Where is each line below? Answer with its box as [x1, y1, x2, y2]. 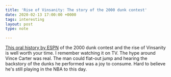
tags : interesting [5, 17, 44, 22]
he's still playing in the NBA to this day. [5, 66, 87, 72]
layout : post [5, 21, 33, 27]
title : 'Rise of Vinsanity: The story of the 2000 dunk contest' [5, 7, 147, 13]
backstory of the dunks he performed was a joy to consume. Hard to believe [5, 61, 166, 67]
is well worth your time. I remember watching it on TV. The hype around [5, 50, 156, 56]
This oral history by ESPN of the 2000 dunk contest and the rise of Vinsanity [5, 45, 166, 51]
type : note [5, 26, 29, 31]
